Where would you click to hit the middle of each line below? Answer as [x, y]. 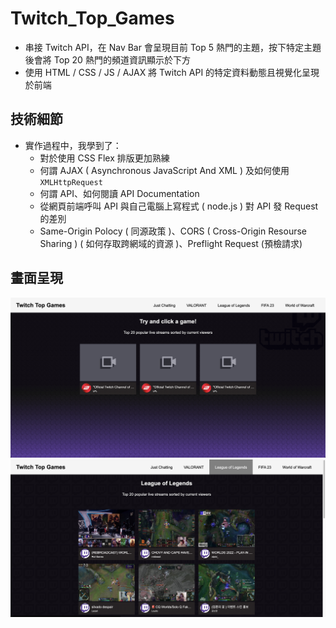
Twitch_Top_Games [92, 18]
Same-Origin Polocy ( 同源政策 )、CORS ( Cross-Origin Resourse [173, 231]
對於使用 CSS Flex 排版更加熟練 [104, 158]
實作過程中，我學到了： [73, 145]
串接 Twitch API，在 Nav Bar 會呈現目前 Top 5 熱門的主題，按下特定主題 [173, 47]
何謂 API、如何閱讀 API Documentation [119, 193]
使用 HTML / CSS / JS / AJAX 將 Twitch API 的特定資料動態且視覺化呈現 [172, 72]
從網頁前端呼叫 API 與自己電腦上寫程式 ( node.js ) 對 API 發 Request [179, 206]
